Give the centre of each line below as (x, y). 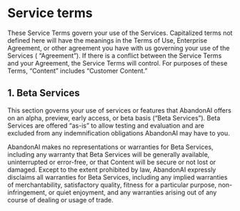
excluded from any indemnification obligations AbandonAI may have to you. (119, 133)
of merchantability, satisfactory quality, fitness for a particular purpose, (112, 185)
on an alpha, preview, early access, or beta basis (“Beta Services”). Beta (114, 118)
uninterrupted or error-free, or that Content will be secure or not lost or (112, 162)
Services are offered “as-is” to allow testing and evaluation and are (106, 125)
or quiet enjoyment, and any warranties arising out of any (132, 192)
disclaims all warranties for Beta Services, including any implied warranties (117, 177)
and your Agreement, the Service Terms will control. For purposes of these (117, 63)
